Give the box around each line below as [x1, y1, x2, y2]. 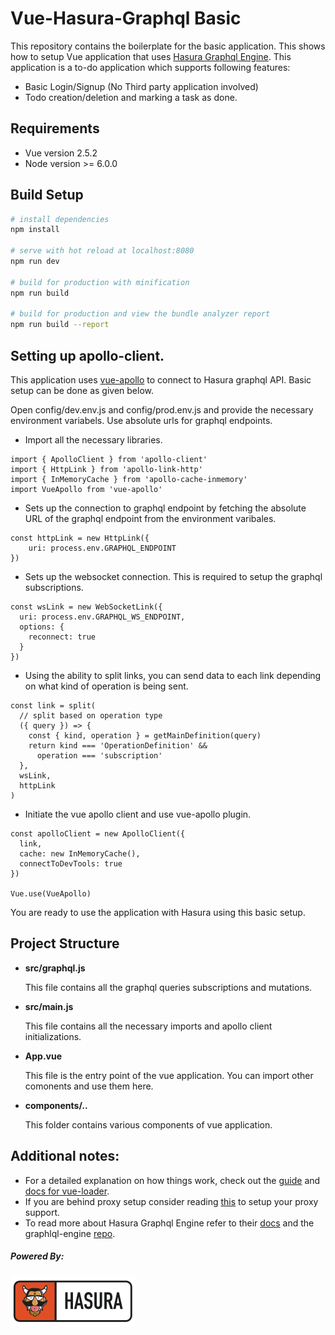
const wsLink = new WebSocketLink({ [10, 602, 163, 612]
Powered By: [10, 1250, 65, 1262]
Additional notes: [10, 1148, 120, 1165]
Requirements [10, 120, 100, 137]
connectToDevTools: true [19, 859, 123, 869]
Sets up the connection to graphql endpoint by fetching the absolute [24, 502, 307, 514]
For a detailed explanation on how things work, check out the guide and [24, 1174, 321, 1186]
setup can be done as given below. [10, 385, 154, 396]
